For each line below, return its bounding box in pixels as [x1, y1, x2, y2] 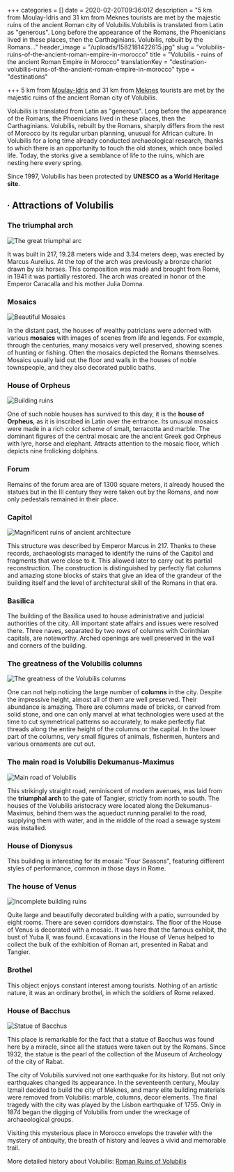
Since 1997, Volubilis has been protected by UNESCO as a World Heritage [7, 172, 219, 180]
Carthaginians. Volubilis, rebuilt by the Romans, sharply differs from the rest [7, 122, 225, 130]
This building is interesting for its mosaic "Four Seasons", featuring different [7, 857, 225, 866]
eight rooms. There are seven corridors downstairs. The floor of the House [7, 919, 221, 927]
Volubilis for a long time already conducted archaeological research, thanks [7, 136, 224, 145]
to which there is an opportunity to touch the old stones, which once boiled [7, 144, 223, 152]
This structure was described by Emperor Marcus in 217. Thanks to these [7, 541, 217, 549]
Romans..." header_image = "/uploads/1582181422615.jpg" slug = [7, 43, 195, 51]
